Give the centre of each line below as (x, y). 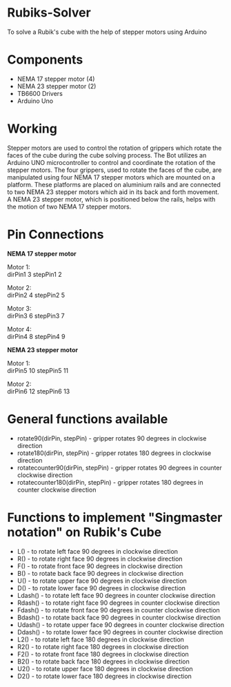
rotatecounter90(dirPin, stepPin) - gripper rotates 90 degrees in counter (119, 467)
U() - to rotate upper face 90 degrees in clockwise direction (102, 581)
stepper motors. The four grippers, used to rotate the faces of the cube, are (114, 170)
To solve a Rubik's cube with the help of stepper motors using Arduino (107, 32)
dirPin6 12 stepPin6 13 (39, 391)
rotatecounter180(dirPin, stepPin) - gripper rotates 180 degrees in (110, 482)
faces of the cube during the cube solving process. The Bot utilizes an (107, 155)
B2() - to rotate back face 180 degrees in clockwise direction (103, 661)
